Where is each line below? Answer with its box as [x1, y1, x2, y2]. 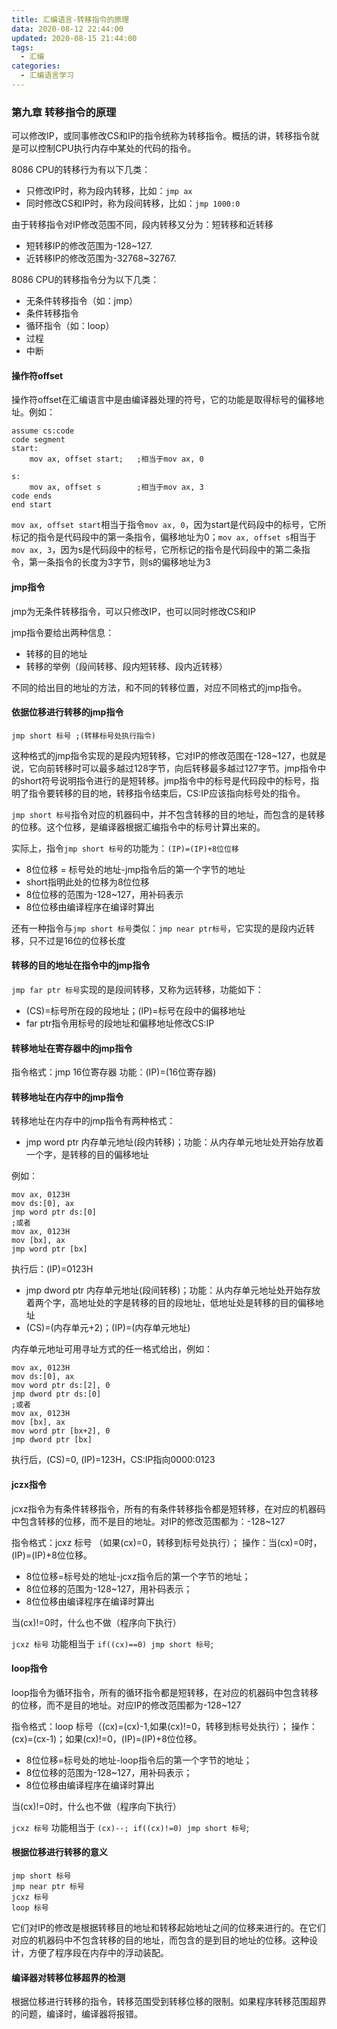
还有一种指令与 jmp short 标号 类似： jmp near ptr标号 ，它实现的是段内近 [11, 922, 307, 934]
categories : [11, 61, 61, 71]
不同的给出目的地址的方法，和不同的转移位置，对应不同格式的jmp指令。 [11, 681, 308, 693]
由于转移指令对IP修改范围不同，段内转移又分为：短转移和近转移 [11, 219, 274, 231]
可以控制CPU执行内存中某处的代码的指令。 [19, 142, 197, 155]
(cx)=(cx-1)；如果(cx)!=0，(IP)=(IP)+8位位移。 [11, 1732, 203, 1745]
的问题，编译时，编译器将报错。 [11, 2008, 143, 2020]
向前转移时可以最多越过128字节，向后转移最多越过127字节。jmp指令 [37, 762, 318, 774]
